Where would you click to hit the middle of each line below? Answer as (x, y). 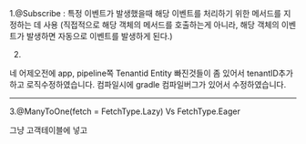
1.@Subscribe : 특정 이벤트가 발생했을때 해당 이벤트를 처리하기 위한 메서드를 (146, 13)
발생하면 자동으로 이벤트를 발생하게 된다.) (99, 36)
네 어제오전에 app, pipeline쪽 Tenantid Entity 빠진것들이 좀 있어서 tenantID (144, 73)
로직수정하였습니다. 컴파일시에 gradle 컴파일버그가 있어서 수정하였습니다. (156, 84)
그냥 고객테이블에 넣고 (49, 130)
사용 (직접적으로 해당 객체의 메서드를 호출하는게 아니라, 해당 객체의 (161, 25)
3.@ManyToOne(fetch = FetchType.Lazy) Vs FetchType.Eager (125, 111)
